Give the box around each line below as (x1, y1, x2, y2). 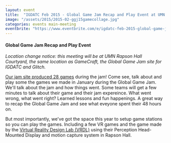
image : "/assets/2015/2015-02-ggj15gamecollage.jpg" (5, 17, 120, 22)
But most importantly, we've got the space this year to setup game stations (5, 116, 163, 122)
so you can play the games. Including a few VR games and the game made (5, 121, 162, 127)
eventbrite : (5, 26, 31, 31)
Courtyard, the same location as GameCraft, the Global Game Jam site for (5, 59, 162, 65)
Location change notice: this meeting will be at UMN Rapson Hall (5, 53, 142, 59)
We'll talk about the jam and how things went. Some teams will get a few (5, 85, 157, 91)
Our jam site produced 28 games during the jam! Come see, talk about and (5, 74, 162, 80)
